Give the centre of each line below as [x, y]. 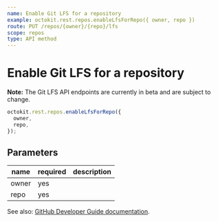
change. [19, 100]
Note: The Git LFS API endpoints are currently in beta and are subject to [109, 92]
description [92, 172]
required [52, 172]
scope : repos [26, 33]
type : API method [32, 39]
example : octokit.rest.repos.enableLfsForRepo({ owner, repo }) [101, 20]
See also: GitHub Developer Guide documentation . [78, 212]
